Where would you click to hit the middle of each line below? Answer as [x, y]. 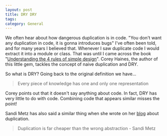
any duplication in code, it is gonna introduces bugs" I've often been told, [81, 43]
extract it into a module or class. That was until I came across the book [78, 54]
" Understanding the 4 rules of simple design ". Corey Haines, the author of [81, 59]
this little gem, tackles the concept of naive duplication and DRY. [72, 64]
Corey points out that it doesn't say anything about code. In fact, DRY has [81, 93]
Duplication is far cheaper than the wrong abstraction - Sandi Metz [87, 129]
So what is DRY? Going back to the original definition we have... [71, 74]
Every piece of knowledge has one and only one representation [83, 84]
